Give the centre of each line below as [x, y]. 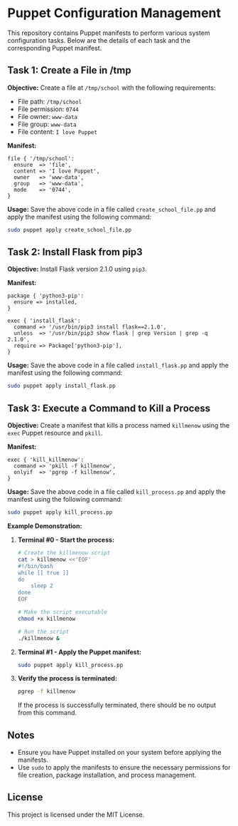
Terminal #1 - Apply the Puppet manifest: [80, 652]
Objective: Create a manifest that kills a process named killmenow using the [118, 425]
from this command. [47, 713]
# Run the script [43, 631]
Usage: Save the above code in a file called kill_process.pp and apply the [117, 492]
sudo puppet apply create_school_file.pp [70, 229]
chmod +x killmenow [47, 619]
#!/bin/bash [35, 566]
